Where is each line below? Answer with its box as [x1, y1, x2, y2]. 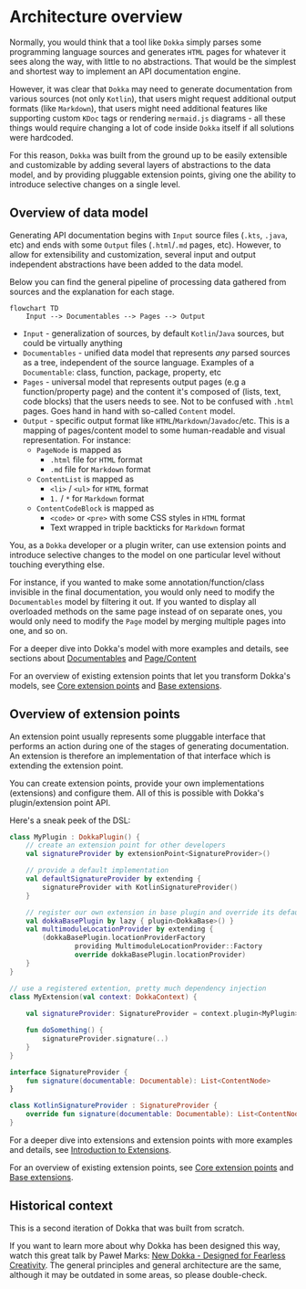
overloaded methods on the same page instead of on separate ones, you [9, 606, 282, 617]
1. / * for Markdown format [49, 492, 145, 503]
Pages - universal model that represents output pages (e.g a [22, 376, 246, 387]
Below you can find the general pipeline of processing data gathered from [9, 276, 287, 287]
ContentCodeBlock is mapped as [36, 502, 155, 513]
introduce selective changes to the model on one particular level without [9, 549, 280, 560]
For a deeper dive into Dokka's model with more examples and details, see [9, 642, 290, 654]
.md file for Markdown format [49, 463, 151, 474]
